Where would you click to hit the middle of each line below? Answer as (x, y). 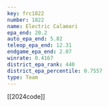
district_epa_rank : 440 (41, 64)
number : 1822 (26, 20)
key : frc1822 (26, 13)
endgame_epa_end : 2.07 (39, 52)
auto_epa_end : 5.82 (35, 39)
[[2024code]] (26, 97)
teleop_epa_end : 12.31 (39, 45)
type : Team (23, 77)
